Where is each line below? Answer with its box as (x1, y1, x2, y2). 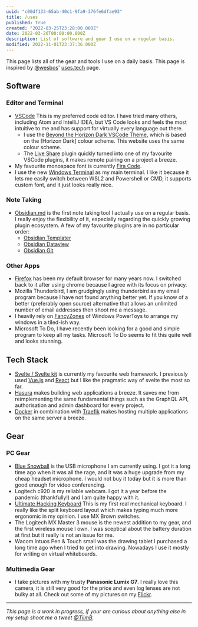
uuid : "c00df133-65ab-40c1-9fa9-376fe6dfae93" (6, 8, 123, 15)
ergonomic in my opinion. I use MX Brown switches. (14, 513, 141, 520)
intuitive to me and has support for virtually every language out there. (14, 124, 183, 132)
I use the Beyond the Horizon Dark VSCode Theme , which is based (23, 131, 187, 138)
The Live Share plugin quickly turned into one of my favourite (23, 150, 173, 157)
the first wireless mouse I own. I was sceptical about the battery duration (14, 525, 192, 532)
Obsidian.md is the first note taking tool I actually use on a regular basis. (14, 209, 190, 216)
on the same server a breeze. (14, 414, 87, 421)
